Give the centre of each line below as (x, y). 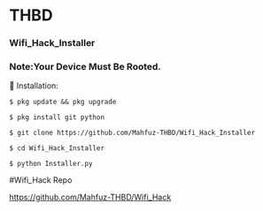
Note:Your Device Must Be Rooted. (85, 67)
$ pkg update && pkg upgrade (63, 102)
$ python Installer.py (51, 164)
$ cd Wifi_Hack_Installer (57, 148)
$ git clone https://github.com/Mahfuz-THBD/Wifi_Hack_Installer (132, 133)
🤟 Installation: (34, 86)
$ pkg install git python (57, 117)
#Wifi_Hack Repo (41, 180)
